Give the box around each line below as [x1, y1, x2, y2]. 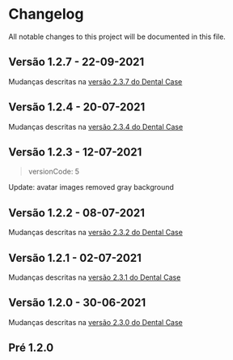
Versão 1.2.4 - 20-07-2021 [8, 101, 146, 114]
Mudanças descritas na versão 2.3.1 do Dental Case [8, 272, 181, 282]
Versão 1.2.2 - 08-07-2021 [8, 206, 146, 220]
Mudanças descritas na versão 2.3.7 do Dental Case [8, 76, 183, 86]
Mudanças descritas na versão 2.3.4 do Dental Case [8, 122, 184, 131]
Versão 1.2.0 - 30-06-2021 [8, 296, 146, 310]
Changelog [8, 5, 84, 24]
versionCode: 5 [28, 167, 79, 177]
